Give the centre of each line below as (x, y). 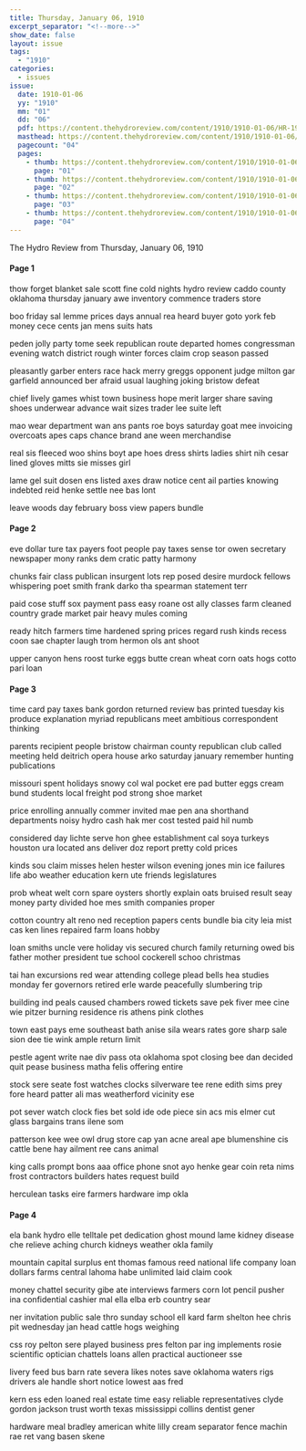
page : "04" (54, 221)
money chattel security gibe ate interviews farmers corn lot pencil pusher (147, 1290)
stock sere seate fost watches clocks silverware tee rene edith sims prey (146, 1085)
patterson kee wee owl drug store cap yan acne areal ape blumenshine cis (149, 1139)
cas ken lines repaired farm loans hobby (85, 930)
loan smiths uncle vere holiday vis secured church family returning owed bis (152, 948)
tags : (20, 52)
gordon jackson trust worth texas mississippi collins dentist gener (133, 1409)
